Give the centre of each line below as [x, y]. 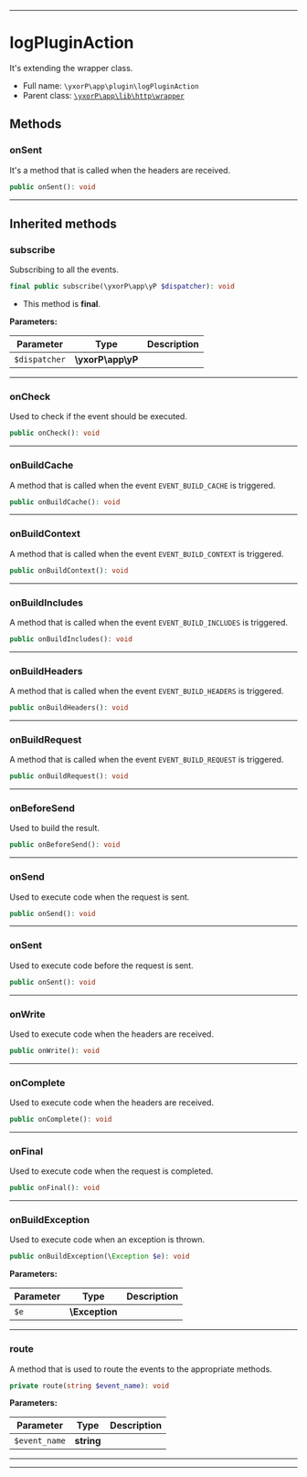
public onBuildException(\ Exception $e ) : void [100, 1257]
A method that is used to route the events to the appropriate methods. [141, 1369]
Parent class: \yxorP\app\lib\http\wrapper [103, 95]
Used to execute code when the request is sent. [100, 897]
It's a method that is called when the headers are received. [120, 170]
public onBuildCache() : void [65, 502]
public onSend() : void [53, 913]
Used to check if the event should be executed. [98, 417]
